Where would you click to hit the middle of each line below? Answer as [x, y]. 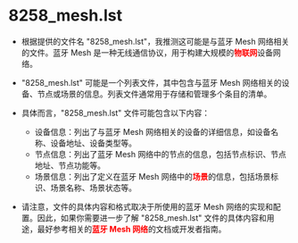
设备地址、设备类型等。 [94, 143]
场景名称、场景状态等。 [94, 188]
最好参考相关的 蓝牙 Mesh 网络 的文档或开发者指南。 [132, 229]
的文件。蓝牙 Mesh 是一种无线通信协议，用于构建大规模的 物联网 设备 [147, 52]
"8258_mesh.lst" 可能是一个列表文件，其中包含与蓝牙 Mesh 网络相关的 [151, 82]
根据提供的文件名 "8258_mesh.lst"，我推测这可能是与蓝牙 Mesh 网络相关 [155, 41]
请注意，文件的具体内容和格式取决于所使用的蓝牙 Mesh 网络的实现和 [147, 206]
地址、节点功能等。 [70, 165]
